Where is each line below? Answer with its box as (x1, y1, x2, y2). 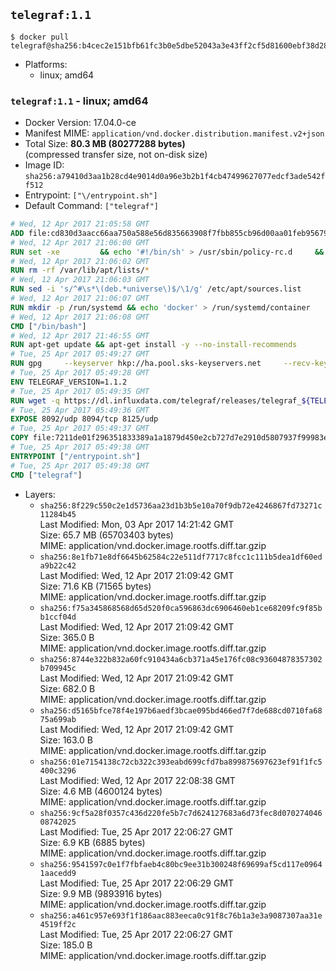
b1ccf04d (39, 612, 77, 622)
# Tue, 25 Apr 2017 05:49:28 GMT (10, 368, 150, 378)
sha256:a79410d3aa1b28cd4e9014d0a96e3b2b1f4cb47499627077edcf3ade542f (24, 172, 326, 182)
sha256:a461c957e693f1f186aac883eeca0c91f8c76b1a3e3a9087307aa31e (39, 910, 323, 921)
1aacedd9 (39, 868, 77, 878)
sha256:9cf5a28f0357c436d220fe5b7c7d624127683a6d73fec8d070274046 (39, 808, 323, 818)
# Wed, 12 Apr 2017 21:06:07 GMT (10, 294, 150, 304)
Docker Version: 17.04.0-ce (24, 117, 137, 129)
